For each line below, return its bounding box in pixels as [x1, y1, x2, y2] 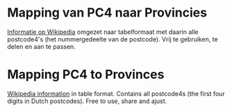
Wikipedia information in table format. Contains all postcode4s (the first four [7, 89, 226, 97]
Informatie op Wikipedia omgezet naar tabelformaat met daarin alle [7, 28, 199, 36]
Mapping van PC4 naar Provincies [7, 5, 207, 21]
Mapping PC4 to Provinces [7, 67, 165, 82]
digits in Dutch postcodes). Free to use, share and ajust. [7, 97, 167, 105]
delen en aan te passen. [7, 42, 76, 50]
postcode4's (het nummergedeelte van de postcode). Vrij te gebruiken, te [7, 35, 218, 43]
